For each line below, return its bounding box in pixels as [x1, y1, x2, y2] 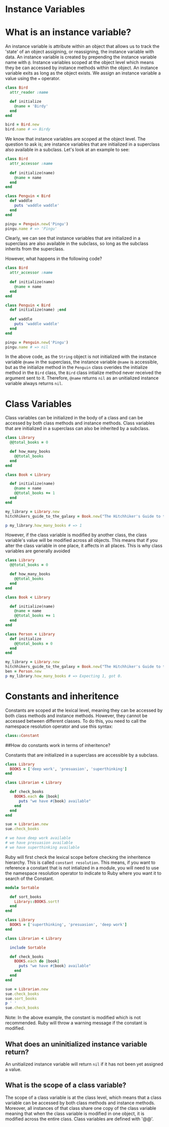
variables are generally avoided [5, 548, 70, 554]
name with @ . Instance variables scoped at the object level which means [5, 59, 154, 66]
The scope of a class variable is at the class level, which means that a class [5, 1094, 162, 1100]
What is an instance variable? [5, 27, 132, 38]
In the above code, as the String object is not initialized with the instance [5, 354, 157, 360]
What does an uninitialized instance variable [5, 1040, 147, 1048]
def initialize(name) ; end [10, 307, 66, 312]
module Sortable [5, 885, 39, 890]
